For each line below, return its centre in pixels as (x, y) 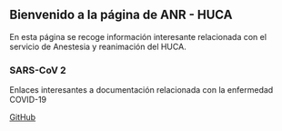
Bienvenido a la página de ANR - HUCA (121, 15)
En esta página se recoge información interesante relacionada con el (138, 36)
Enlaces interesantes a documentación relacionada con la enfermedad (141, 90)
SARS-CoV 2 (38, 70)
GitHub (23, 117)
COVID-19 (28, 100)
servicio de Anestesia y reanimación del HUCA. (98, 46)
